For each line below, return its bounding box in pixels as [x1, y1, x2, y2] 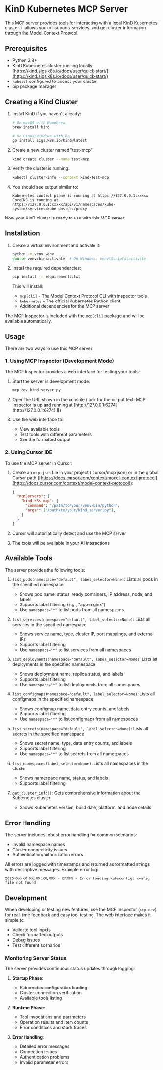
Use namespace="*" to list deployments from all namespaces [19, 682, 140, 687]
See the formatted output [19, 437, 70, 442]
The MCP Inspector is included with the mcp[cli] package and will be [5, 313, 145, 319]
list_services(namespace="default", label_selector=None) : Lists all [12, 616, 151, 622]
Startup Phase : [12, 975, 44, 981]
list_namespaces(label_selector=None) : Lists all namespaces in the [12, 760, 148, 767]
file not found [5, 880, 36, 885]
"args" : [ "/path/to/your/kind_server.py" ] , [25, 508, 116, 513]
